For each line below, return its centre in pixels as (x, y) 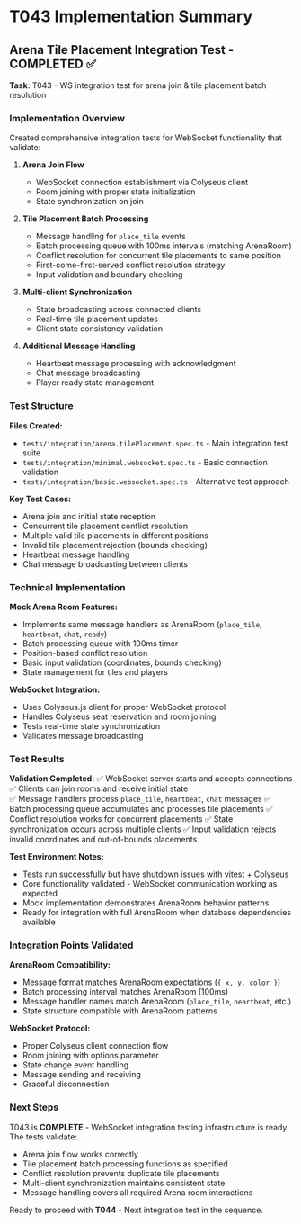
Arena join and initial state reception (89, 516)
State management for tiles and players (95, 671)
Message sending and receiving (82, 1075)
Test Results (37, 759)
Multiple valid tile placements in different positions (115, 535)
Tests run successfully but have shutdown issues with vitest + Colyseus (155, 874)
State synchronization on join (89, 202)
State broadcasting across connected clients (119, 310)
